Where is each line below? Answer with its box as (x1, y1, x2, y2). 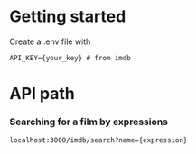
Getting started (9, 6, 126, 27)
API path (9, 84, 75, 104)
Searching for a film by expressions (9, 115, 169, 128)
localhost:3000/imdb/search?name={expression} (9, 136, 188, 145)
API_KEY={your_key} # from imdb (9, 53, 131, 62)
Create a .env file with (9, 36, 91, 47)
